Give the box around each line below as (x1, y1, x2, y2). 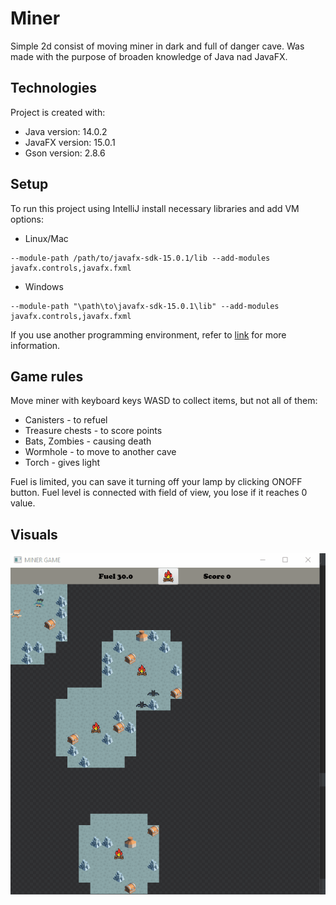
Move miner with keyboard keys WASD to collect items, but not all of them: (10, 395, 318, 407)
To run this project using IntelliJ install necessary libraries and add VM (10, 202, 300, 214)
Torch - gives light (24, 457, 101, 469)
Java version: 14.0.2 (24, 125, 108, 137)
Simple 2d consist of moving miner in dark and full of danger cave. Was (10, 40, 305, 52)
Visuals (10, 526, 58, 543)
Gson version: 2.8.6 (24, 147, 106, 159)
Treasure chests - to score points (24, 425, 163, 437)
